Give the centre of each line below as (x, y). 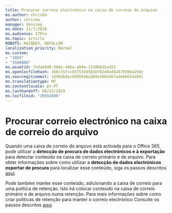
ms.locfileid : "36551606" (33, 96)
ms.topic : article (25, 39)
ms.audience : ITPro (26, 34)
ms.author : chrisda (26, 15)
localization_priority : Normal (39, 48)
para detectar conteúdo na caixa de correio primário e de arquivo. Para (80, 157)
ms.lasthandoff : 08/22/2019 (35, 91)
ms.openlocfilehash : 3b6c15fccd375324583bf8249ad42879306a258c (74, 72)
